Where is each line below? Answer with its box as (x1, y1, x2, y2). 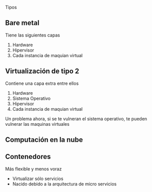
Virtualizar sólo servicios (12, 175, 63, 181)
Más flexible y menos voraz (5, 165, 62, 172)
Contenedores (5, 152, 51, 161)
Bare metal (5, 19, 39, 27)
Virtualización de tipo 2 (5, 67, 79, 76)
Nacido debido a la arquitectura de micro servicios (12, 180, 116, 187)
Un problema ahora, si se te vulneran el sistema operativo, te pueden (5, 115, 147, 122)
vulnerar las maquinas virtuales (5, 121, 70, 127)
